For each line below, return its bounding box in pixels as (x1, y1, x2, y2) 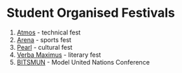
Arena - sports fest (16, 35, 71, 44)
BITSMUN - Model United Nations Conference (16, 58, 150, 66)
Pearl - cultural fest (16, 43, 73, 51)
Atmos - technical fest (16, 28, 81, 36)
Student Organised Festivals (6, 5, 176, 21)
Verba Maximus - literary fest (16, 51, 101, 59)
